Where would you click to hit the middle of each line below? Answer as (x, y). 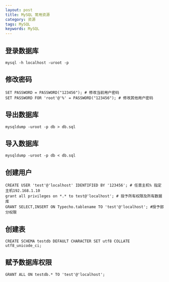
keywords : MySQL (22, 29)
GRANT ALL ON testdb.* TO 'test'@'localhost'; (55, 274)
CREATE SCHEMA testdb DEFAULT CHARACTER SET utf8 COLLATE (68, 241)
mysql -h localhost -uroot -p (37, 62)
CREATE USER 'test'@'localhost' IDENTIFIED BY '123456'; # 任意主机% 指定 (83, 185)
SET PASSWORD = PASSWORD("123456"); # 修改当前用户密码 (62, 92)
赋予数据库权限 (29, 262)
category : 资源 (20, 19)
